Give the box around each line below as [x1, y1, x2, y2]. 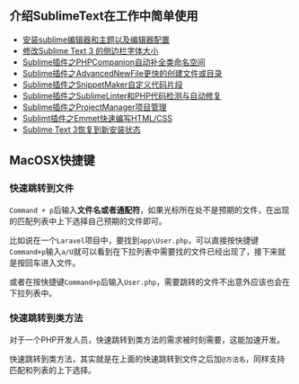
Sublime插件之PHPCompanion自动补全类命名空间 [22, 57, 206, 67]
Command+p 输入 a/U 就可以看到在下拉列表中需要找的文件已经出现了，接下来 [9, 246, 278, 256]
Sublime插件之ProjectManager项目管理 [22, 102, 168, 112]
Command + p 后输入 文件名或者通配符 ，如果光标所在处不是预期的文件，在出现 [9, 204, 290, 215]
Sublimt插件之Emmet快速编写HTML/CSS [22, 112, 173, 123]
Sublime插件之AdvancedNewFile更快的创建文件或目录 [22, 67, 223, 78]
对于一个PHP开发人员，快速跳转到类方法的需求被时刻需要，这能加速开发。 [9, 334, 286, 344]
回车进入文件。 [24, 257, 81, 268]
